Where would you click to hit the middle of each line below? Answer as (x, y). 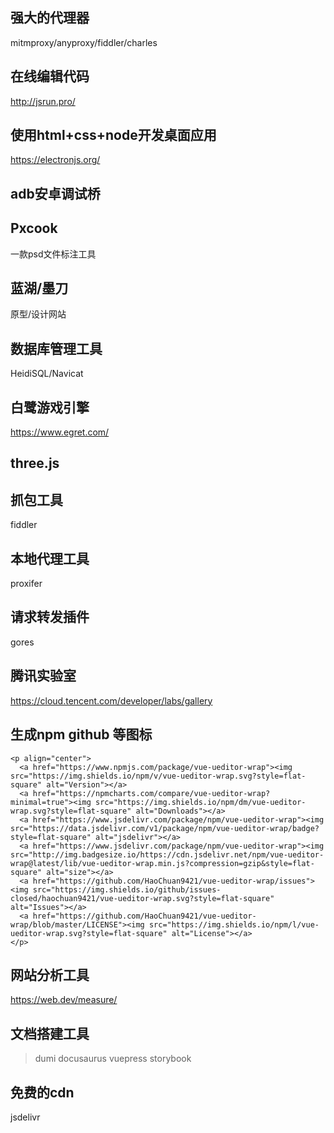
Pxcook (34, 228)
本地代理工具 (50, 558)
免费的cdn (42, 1092)
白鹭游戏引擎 (50, 407)
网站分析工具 (50, 974)
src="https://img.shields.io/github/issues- (127, 889)
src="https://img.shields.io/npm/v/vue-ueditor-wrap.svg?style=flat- (158, 776)
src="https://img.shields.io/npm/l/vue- (234, 924)
